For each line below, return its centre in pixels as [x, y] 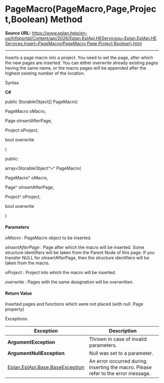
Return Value [19, 293]
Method [66, 19]
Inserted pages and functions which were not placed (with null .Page [74, 304]
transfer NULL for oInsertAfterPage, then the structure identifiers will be [77, 258]
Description [123, 331]
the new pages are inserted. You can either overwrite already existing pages [82, 63]
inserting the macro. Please [121, 367]
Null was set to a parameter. [121, 353]
